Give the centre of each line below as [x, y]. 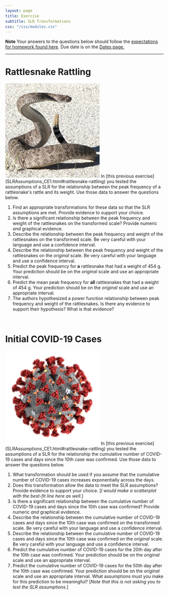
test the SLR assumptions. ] [40, 587]
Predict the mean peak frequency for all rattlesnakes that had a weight [86, 282]
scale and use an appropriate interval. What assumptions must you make [88, 576]
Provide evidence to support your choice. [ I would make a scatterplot [84, 491]
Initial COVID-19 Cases [54, 339]
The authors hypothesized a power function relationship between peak [86, 299]
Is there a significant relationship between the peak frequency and [81, 218]
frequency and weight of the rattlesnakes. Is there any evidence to [81, 304]
